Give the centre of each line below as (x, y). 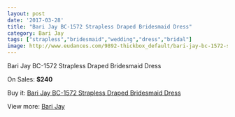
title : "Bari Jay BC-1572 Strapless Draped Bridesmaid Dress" (100, 26)
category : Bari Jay (36, 33)
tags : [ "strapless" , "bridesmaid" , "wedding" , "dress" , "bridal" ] (100, 40)
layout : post (26, 14)
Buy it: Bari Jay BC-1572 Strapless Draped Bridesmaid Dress (94, 93)
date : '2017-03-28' (36, 20)
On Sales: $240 (30, 79)
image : (17, 46)
